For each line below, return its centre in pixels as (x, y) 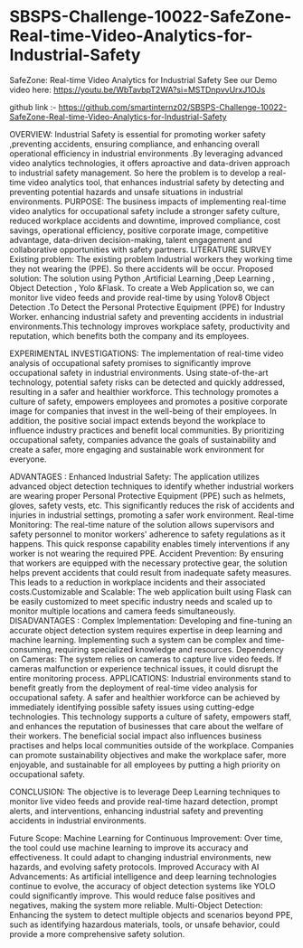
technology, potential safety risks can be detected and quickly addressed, (147, 382)
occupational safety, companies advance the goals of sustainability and (143, 439)
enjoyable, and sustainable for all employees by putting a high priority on (145, 765)
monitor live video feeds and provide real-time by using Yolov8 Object (139, 297)
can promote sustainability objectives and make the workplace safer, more (148, 755)
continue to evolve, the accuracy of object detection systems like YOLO (142, 886)
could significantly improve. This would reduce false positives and (133, 896)
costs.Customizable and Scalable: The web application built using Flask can (151, 591)
